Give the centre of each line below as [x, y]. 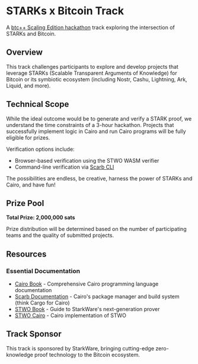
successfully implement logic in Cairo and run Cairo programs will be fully [96, 131]
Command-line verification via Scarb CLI [64, 167]
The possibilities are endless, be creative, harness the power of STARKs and [99, 178]
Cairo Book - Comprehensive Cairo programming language [87, 284]
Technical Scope [38, 104]
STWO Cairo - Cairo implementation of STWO [70, 315]
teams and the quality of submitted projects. [60, 235]
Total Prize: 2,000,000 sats [41, 217]
